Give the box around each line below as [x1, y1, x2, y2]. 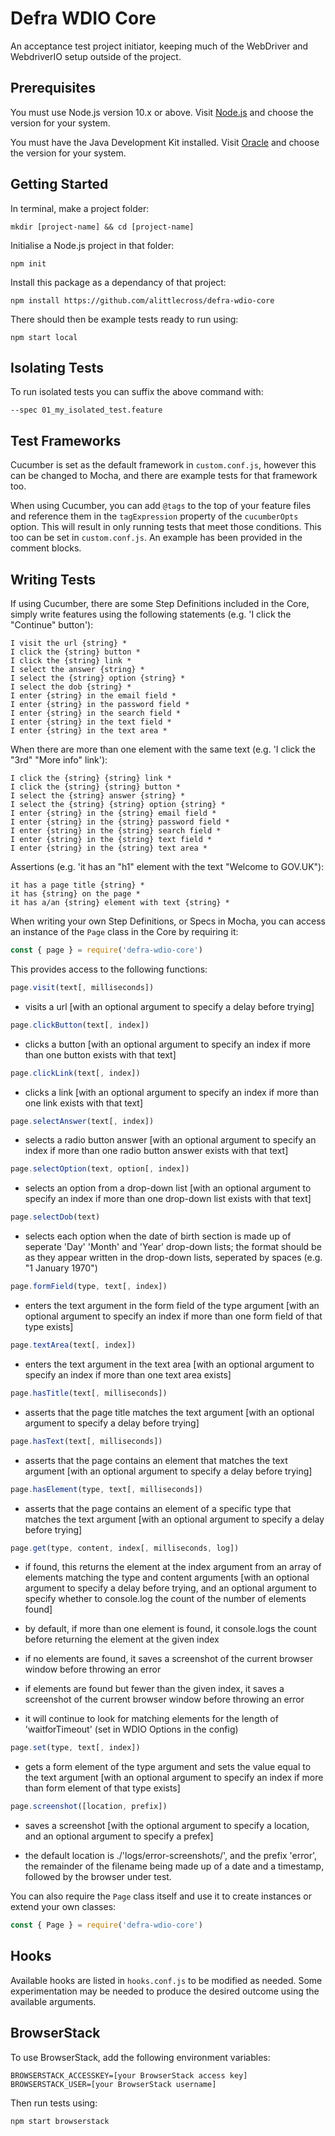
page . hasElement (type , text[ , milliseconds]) [10, 1484, 203, 1494]
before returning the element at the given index [24, 1633, 220, 1646]
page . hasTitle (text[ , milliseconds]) [10, 1388, 168, 1398]
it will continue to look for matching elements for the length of [24, 1713, 279, 1725]
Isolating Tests [10, 359, 105, 376]
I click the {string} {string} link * [10, 773, 172, 783]
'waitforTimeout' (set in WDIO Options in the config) [24, 1723, 239, 1736]
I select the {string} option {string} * [10, 673, 186, 683]
